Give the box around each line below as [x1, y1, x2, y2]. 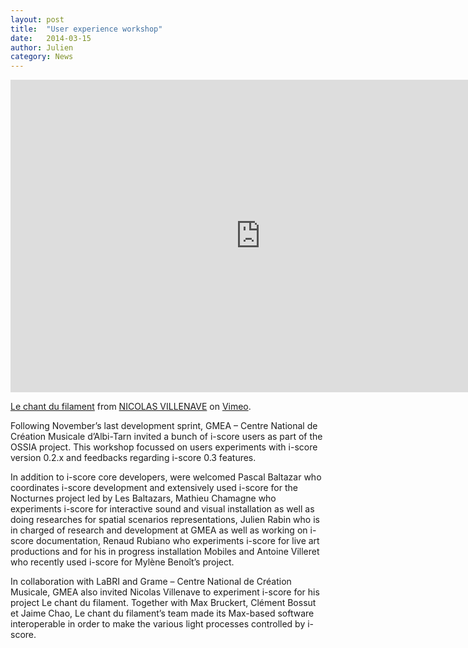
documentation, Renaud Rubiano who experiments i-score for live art [35, 535, 320, 547]
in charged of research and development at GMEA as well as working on [10, 524, 308, 536]
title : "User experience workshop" [10, 24, 163, 34]
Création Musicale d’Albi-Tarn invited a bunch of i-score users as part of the [10, 431, 323, 443]
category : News [10, 52, 74, 62]
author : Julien [10, 42, 74, 53]
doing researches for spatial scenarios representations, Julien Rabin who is [10, 514, 320, 526]
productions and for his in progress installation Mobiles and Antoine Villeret [10, 546, 320, 558]
